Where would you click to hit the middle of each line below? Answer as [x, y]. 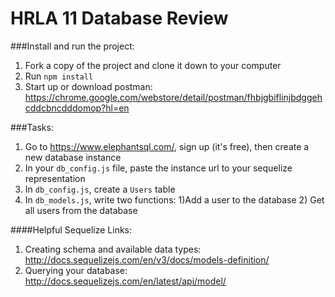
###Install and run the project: [72, 46]
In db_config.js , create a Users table [100, 189]
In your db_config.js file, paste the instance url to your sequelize [158, 168]
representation [55, 178]
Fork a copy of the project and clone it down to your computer [153, 65]
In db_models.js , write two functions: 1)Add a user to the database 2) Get [174, 199]
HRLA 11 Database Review [119, 18]
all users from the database [81, 210]
